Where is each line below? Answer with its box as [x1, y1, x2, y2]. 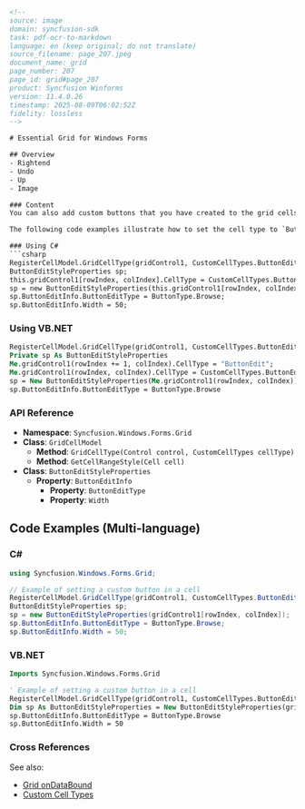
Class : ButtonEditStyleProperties [22, 465, 152, 476]
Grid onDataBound [22, 779, 93, 790]
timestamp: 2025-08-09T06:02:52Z [9, 100, 136, 110]
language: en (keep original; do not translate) [9, 41, 197, 51]
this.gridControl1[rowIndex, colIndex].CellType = [9, 275, 205, 284]
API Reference [9, 406, 74, 419]
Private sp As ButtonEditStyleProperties [9, 351, 169, 360]
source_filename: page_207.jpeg [9, 50, 132, 59]
